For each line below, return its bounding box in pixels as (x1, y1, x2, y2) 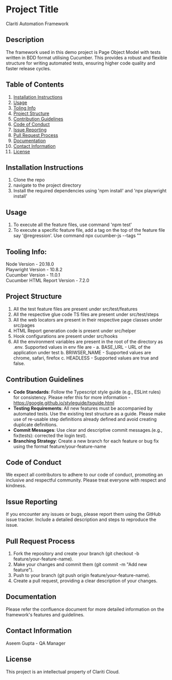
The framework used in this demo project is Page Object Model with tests (6, 49, 161, 55)
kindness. (6, 483, 27, 489)
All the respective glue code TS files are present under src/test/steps (13, 311, 159, 317)
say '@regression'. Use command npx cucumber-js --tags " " (13, 232, 141, 239)
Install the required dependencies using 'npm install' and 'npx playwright (13, 188, 167, 194)
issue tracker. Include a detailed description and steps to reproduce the (6, 516, 157, 523)
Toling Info (13, 105, 36, 111)
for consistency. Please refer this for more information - (13, 394, 131, 401)
